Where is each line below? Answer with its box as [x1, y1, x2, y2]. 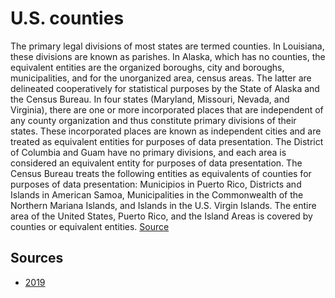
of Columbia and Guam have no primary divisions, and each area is [10, 146, 287, 158]
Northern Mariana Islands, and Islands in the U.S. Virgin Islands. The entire [10, 199, 317, 211]
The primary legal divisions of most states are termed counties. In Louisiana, [10, 40, 325, 52]
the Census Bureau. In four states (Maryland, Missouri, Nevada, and [10, 93, 290, 105]
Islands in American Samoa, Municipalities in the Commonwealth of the [10, 188, 304, 201]
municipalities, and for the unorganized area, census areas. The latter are [10, 72, 312, 84]
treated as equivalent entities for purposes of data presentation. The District [10, 135, 324, 147]
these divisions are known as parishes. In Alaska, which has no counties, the [10, 50, 326, 62]
